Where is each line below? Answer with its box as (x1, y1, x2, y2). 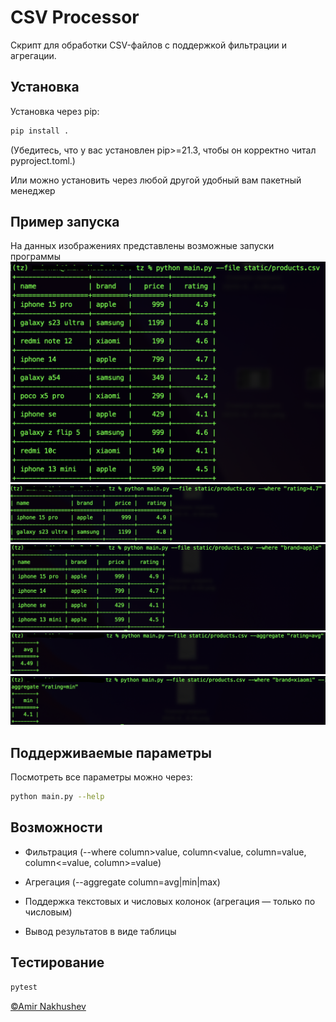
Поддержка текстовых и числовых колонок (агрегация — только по (24, 895, 316, 907)
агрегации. (10, 49, 57, 61)
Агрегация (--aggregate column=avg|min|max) (24, 876, 221, 888)
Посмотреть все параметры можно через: (10, 771, 193, 783)
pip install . (10, 126, 70, 136)
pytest (10, 982, 38, 992)
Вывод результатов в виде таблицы (24, 925, 177, 937)
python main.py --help (10, 792, 105, 802)
